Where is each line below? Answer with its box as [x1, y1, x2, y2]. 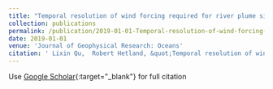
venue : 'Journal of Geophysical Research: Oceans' [8, 42, 184, 50]
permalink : [8, 27, 45, 35]
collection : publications [8, 19, 96, 28]
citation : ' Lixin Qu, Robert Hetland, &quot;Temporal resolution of [8, 49, 253, 57]
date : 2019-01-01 [8, 34, 67, 43]
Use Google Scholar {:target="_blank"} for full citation [8, 72, 187, 81]
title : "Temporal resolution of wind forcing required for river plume [8, 11, 256, 20]
